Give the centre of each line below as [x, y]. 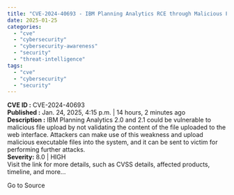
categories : [24, 27]
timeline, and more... [37, 172]
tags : [15, 66]
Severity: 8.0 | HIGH [37, 157]
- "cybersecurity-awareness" [56, 46]
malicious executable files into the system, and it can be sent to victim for [112, 142]
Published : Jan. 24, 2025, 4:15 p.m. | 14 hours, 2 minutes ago [96, 113]
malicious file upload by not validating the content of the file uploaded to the [117, 127]
